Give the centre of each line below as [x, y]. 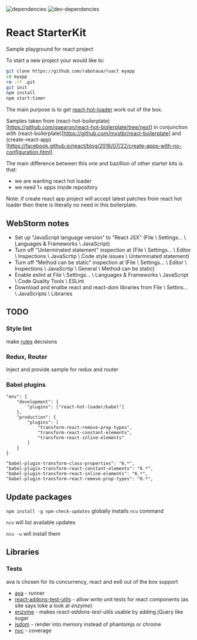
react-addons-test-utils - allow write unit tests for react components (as [101, 599]
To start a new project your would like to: [55, 60]
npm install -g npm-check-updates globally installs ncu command [85, 511]
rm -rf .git [21, 82]
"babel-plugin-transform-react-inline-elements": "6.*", [77, 474]
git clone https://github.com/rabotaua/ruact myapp [70, 71]
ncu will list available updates [41, 523]
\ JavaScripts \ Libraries [43, 294]
